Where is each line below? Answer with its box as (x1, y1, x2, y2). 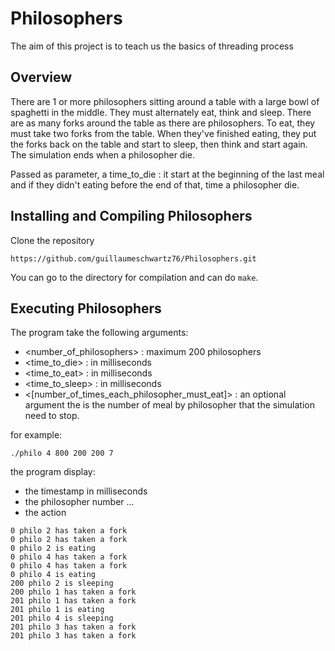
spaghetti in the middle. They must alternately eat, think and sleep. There (10, 106, 312, 118)
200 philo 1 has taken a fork (10, 587, 137, 597)
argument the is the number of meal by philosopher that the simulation (24, 399, 315, 411)
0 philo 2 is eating (10, 543, 97, 554)
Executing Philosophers (10, 300, 162, 317)
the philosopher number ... (24, 496, 135, 508)
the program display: (10, 466, 96, 478)
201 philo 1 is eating (10, 605, 105, 615)
